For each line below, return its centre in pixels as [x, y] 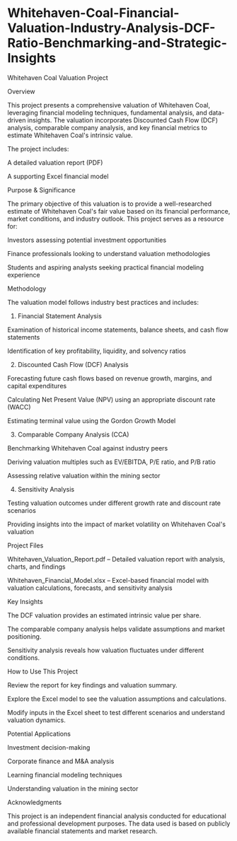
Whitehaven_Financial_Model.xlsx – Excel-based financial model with [108, 580]
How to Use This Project [43, 671]
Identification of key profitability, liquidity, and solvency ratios [97, 351]
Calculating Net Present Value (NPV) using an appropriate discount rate [111, 399]
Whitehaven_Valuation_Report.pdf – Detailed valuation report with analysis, [116, 559]
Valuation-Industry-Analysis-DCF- [111, 28]
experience [24, 274]
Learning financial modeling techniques [65, 775]
